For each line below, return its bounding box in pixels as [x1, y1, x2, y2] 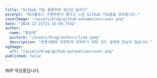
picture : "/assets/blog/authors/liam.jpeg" [9, 35, 101, 40]
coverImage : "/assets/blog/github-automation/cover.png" [5, 16, 125, 21]
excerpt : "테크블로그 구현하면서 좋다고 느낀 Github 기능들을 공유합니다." [5, 12, 140, 17]
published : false [5, 53, 41, 59]
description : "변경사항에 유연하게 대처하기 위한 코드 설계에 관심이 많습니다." [9, 40, 153, 45]
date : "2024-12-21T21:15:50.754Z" [5, 21, 77, 26]
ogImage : [5, 44, 23, 49]
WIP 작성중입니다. [5, 68, 40, 74]
